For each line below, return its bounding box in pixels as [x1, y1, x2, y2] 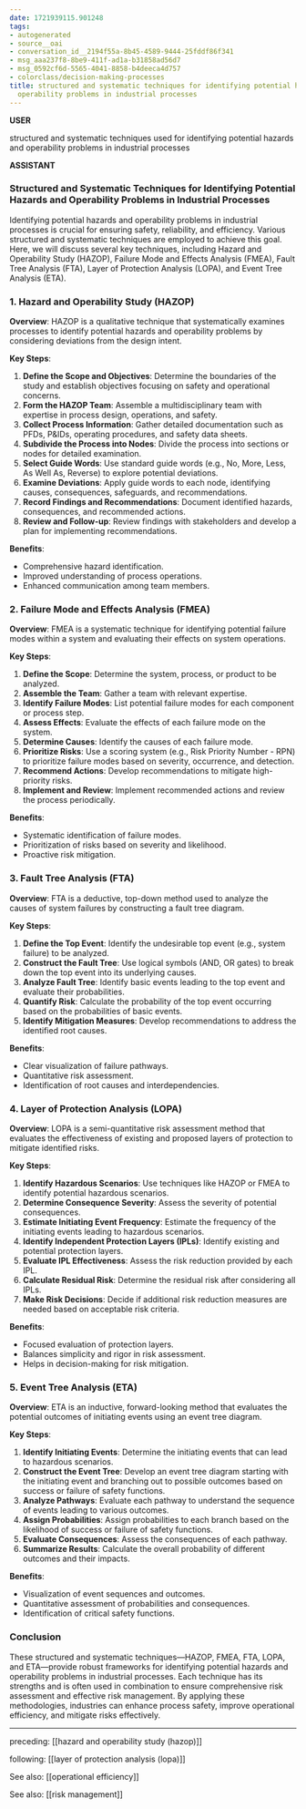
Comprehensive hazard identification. [22, 561, 164, 572]
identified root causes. [22, 1024, 107, 1035]
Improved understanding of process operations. [22, 570, 203, 581]
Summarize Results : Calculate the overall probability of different [22, 1544, 266, 1555]
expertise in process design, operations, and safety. [22, 409, 219, 420]
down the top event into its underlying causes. [22, 967, 198, 978]
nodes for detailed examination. [22, 448, 142, 459]
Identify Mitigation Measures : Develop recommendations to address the [22, 1015, 297, 1026]
